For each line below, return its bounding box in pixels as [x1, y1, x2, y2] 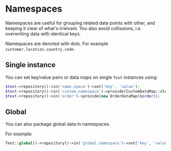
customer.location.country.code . [5, 46, 75, 52]
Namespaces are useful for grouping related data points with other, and [5, 20, 155, 26]
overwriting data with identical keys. [5, 31, 81, 37]
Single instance [5, 61, 56, 69]
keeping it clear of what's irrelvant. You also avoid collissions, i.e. [5, 25, 142, 31]
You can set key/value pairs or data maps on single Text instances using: [5, 74, 158, 80]
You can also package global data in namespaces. [5, 121, 110, 127]
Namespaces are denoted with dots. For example [5, 40, 108, 46]
